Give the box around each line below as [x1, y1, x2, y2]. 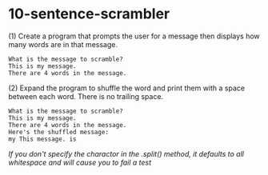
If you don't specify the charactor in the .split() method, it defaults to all [8, 149, 244, 158]
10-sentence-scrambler [8, 5, 170, 23]
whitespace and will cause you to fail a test [8, 157, 152, 167]
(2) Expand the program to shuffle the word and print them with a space [8, 83, 246, 93]
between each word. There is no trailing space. [8, 91, 164, 101]
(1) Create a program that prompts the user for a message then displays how [8, 31, 260, 41]
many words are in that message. [8, 39, 118, 49]
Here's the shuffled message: [8, 128, 110, 136]
